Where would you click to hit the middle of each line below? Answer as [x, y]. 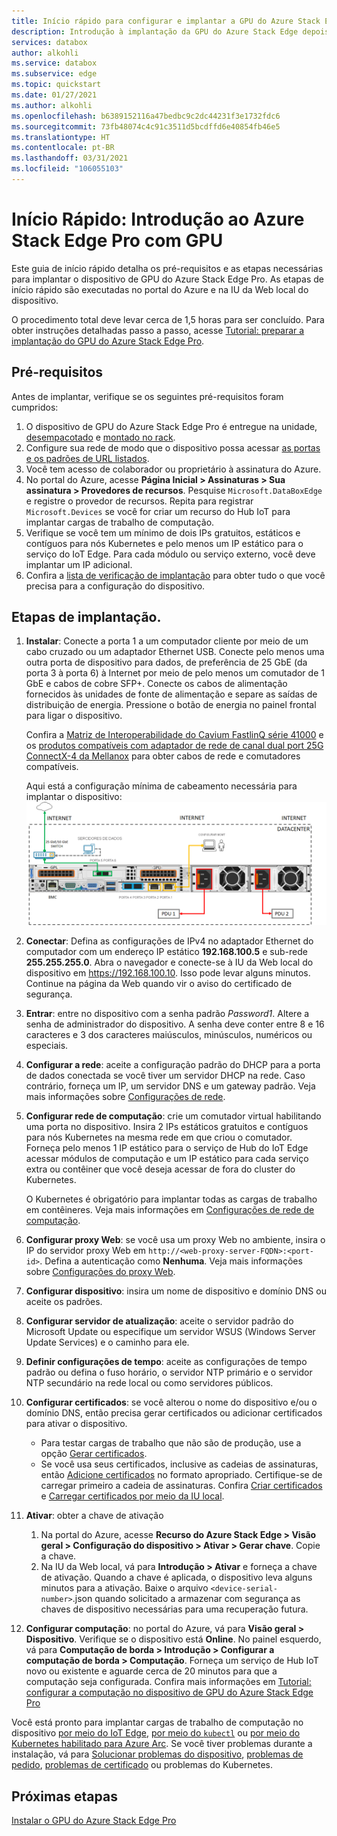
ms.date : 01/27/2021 [54, 95]
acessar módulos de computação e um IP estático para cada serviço [167, 1159]
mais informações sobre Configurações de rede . [125, 1097]
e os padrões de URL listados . [87, 458]
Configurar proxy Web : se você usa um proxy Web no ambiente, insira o [175, 1240]
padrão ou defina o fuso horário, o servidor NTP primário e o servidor [169, 1372]
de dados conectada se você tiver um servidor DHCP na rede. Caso [165, 1076]
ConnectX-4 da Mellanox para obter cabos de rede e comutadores [163, 756]
